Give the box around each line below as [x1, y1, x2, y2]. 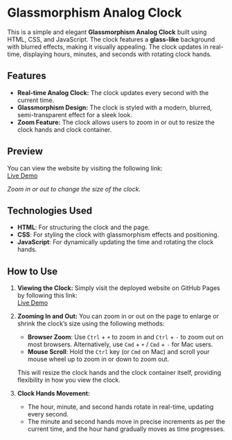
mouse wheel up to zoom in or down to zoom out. [27, 355, 170, 364]
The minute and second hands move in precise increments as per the [27, 418, 226, 426]
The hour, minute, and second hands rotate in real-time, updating [27, 403, 214, 411]
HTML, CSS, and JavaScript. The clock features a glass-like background [7, 35, 215, 43]
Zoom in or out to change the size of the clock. [7, 185, 141, 193]
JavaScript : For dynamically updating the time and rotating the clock [17, 238, 214, 246]
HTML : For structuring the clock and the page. [17, 223, 150, 232]
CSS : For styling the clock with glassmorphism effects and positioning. [17, 230, 220, 239]
